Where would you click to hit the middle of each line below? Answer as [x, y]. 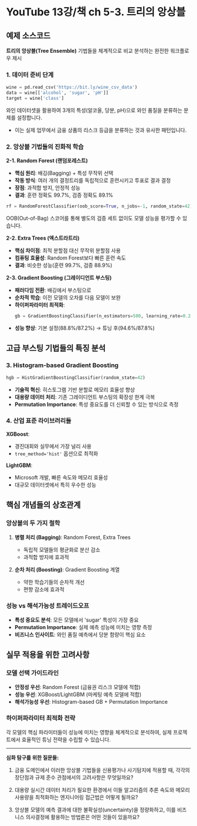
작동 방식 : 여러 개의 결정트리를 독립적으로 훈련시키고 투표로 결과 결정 [93, 180]
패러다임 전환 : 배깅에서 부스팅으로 [53, 290]
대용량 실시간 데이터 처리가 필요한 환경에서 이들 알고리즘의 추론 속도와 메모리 [102, 790]
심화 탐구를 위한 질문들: [33, 757]
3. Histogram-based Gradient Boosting [62, 365]
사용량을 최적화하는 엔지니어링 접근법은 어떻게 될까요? [76, 797]
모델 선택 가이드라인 [33, 673]
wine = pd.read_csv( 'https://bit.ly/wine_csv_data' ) [72, 88]
